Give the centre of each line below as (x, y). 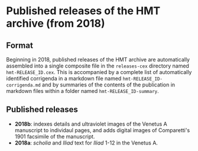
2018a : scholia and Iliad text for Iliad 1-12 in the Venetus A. (86, 143)
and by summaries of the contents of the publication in (109, 85)
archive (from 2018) (56, 23)
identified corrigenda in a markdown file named (64, 78)
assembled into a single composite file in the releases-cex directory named (98, 66)
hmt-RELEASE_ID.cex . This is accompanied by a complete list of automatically (99, 72)
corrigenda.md (24, 85)
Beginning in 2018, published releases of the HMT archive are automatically (98, 60)
